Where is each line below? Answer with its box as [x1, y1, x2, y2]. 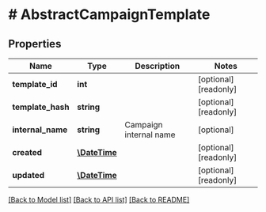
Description [134, 61, 180, 71]
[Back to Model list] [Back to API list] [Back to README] [8, 195, 190, 204]
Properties [8, 37, 62, 51]
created [12, 147, 42, 157]
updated [12, 170, 45, 180]
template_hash [12, 101, 70, 112]
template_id [12, 79, 58, 89]
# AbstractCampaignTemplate [8, 6, 211, 24]
